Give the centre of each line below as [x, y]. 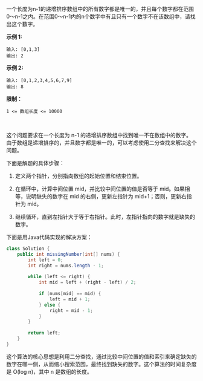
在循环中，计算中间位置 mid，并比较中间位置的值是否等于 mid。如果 [100, 189]
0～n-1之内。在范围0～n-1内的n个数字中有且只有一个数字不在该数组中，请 [98, 16]
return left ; [44, 333]
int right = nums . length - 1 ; [66, 265]
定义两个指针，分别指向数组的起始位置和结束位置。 [79, 176]
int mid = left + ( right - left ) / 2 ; [87, 282]
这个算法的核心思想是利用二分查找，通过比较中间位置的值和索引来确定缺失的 [101, 356]
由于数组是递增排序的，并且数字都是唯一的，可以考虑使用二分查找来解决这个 [101, 143]
